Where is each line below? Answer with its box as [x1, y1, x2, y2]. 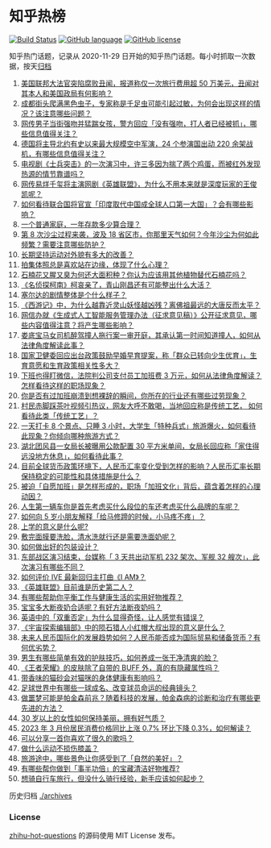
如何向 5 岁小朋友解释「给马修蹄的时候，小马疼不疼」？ [20, 511, 206, 521]
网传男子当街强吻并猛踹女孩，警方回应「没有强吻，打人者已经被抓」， [20, 118, 250, 128]
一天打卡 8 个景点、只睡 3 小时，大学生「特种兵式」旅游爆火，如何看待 [20, 421, 257, 430]
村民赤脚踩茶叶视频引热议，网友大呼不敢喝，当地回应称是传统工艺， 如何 [20, 401, 263, 410]
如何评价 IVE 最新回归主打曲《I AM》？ [20, 572, 146, 581]
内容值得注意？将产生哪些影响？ [27, 320, 134, 330]
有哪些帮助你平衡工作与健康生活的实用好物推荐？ [20, 592, 183, 601]
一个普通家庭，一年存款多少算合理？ [20, 219, 142, 229]
